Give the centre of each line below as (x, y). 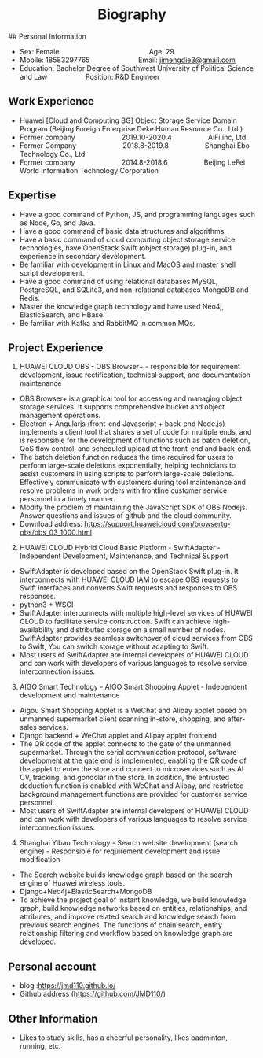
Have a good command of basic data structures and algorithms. (122, 231)
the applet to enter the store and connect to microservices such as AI (131, 769)
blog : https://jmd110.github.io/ (68, 986)
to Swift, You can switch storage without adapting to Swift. (114, 646)
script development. (52, 272)
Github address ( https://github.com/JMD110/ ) (93, 994)
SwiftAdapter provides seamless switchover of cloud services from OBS (136, 638)
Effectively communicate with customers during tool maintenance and (132, 483)
